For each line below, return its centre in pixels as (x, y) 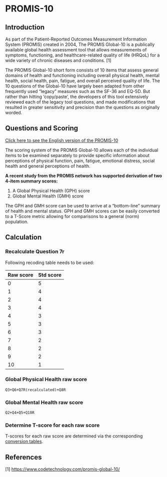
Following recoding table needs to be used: (49, 262)
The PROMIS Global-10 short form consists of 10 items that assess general (82, 70)
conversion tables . (24, 441)
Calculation (23, 237)
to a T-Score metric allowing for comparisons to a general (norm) (72, 216)
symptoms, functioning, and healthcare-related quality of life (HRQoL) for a (82, 55)
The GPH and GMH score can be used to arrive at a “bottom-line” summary (83, 205)
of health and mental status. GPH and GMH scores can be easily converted (82, 211)
